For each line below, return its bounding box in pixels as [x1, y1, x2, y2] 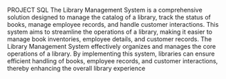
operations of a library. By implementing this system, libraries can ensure [7, 49, 216, 58]
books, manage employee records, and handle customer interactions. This [7, 21, 219, 28]
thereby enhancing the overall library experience [7, 65, 146, 72]
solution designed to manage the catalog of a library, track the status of [7, 13, 211, 21]
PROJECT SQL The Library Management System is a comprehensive [7, 6, 203, 14]
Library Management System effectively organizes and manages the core [7, 43, 216, 50]
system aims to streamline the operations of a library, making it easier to [7, 27, 213, 36]
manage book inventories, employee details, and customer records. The [7, 35, 212, 43]
